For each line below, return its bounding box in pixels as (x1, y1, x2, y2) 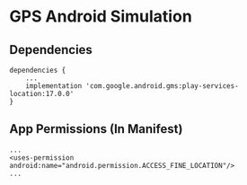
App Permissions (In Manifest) (9, 121, 183, 137)
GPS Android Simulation (9, 6, 193, 27)
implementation (25, 82, 83, 91)
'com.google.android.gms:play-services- (85, 82, 240, 91)
